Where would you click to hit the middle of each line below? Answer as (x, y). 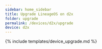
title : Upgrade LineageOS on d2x (39, 14)
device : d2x (17, 28)
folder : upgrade (22, 18)
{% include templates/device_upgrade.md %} (51, 41)
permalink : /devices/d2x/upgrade (39, 23)
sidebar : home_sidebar (28, 9)
